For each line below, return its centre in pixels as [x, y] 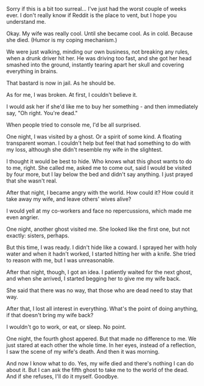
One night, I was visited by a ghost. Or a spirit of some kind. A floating [94, 137]
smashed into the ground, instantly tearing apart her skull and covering [95, 65]
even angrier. [23, 217]
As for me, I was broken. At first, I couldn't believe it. [72, 95]
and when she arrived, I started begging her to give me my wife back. [93, 279]
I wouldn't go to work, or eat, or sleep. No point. [66, 327]
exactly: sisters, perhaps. [38, 236]
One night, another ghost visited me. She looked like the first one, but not [98, 229]
